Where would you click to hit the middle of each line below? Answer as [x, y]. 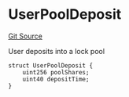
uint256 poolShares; [56, 72]
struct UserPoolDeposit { [50, 65]
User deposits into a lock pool [56, 51]
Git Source [26, 36]
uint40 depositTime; [56, 79]
